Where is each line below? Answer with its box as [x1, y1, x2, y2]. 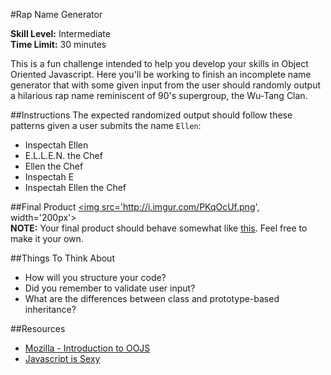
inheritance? [24, 304, 77, 315]
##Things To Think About [10, 252, 115, 264]
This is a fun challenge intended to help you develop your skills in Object [10, 58, 309, 69]
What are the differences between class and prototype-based [24, 293, 280, 304]
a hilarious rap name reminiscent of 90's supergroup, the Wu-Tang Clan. [10, 90, 308, 101]
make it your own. [10, 233, 84, 244]
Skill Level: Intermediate [10, 28, 111, 39]
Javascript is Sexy [24, 353, 101, 364]
